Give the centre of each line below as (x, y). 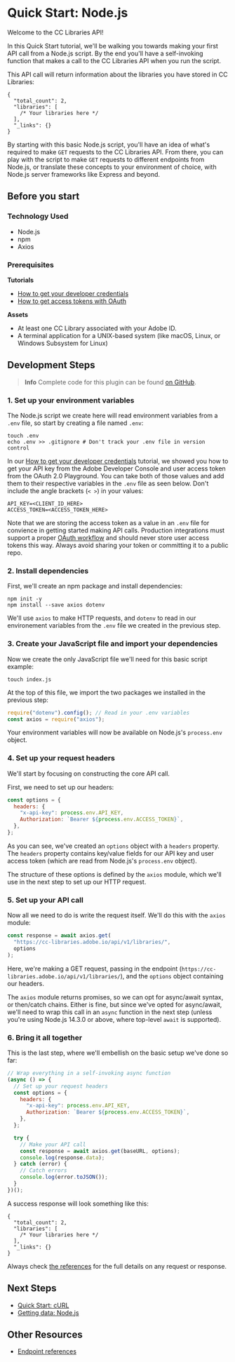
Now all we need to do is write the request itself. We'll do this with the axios (116, 915)
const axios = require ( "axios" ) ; (56, 719)
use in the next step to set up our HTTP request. (77, 882)
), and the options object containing (172, 976)
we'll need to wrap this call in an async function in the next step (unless (110, 1012)
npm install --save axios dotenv (56, 605)
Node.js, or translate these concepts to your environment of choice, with (112, 167)
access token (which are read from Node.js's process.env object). (102, 861)
